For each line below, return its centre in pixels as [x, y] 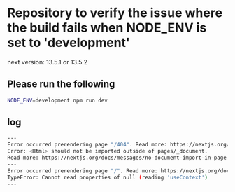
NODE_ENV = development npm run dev [58, 100]
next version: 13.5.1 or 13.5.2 [48, 62]
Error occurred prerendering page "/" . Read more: [83, 171]
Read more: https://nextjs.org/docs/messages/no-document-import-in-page [117, 158]
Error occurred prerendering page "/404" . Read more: [87, 145]
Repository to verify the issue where [115, 13]
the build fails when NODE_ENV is [107, 28]
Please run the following [61, 84]
